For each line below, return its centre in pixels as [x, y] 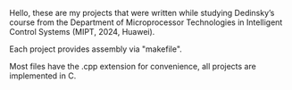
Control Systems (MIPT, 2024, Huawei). [82, 32]
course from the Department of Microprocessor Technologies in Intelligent [146, 22]
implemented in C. [43, 76]
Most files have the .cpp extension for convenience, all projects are [133, 66]
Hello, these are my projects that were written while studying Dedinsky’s [142, 13]
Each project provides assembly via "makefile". [96, 49]
